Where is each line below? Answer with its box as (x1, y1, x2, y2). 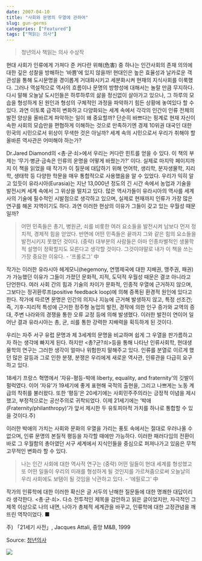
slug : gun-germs (6, 20, 47, 26)
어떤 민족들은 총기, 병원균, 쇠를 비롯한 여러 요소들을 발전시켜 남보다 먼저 (21, 223, 190, 230)
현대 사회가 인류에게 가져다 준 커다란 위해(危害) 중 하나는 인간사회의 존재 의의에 (6, 62, 193, 69)
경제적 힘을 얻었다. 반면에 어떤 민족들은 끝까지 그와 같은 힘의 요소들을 (34, 230, 197, 238)
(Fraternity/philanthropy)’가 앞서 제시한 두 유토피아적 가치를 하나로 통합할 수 (6, 405, 187, 412)
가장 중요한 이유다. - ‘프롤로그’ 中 (21, 253, 99, 260)
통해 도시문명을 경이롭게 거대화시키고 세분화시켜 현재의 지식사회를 (22, 77, 177, 84)
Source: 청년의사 (6, 536, 47, 544)
